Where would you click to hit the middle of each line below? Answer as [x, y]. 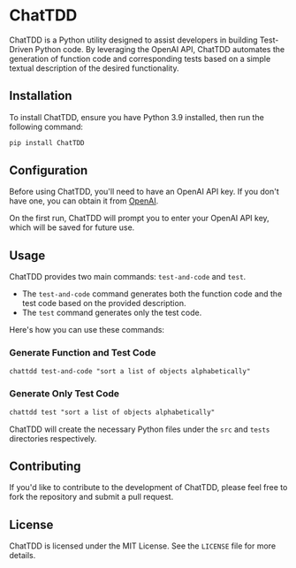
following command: [46, 127]
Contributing [45, 466]
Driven [21, 49]
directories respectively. [53, 438]
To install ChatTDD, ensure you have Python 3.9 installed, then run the [137, 117]
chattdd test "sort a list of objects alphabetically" [112, 412]
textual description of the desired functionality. [94, 68]
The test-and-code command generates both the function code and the [152, 294]
